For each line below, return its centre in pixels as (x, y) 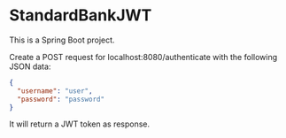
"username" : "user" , (55, 91)
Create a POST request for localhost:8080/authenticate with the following (143, 57)
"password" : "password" (61, 99)
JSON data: (30, 66)
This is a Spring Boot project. (62, 40)
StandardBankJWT (81, 15)
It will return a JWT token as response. (80, 124)
